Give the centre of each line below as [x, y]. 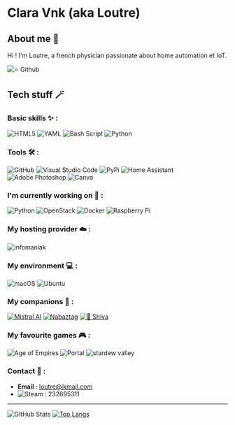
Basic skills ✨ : [33, 118]
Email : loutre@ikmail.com [55, 387]
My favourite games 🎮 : [49, 336]
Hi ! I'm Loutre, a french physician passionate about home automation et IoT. [117, 55]
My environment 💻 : [43, 266]
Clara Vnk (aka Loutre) [74, 13]
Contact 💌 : [27, 371]
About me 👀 [33, 39]
